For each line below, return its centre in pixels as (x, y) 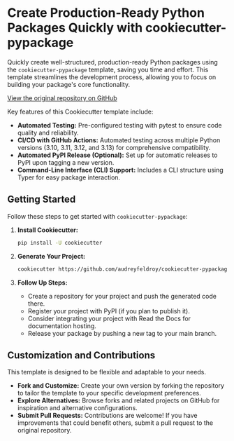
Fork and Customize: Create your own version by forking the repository (121, 386)
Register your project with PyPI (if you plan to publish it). (109, 311)
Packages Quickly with (75, 28)
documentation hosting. (62, 326)
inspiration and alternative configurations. (77, 408)
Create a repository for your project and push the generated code (122, 296)
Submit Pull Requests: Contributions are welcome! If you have (107, 416)
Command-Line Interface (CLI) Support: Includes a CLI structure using (120, 170)
